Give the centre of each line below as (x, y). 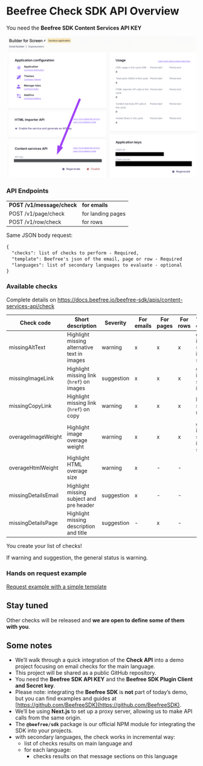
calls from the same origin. (48, 718)
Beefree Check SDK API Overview (93, 11)
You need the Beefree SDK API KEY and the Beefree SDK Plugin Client (104, 679)
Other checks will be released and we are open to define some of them (95, 620)
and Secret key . (35, 686)
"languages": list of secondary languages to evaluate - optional (97, 265)
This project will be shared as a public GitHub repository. (85, 673)
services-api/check (31, 306)
